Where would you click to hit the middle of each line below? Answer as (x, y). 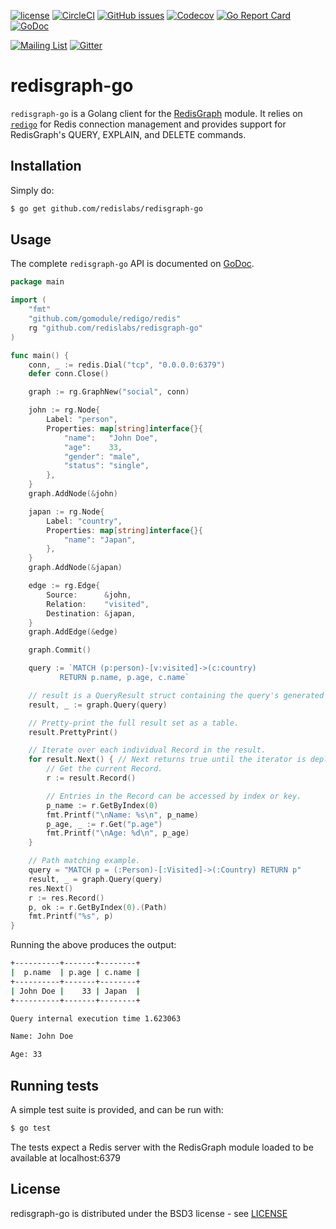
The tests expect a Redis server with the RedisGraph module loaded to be (162, 1147)
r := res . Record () (66, 898)
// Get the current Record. (104, 769)
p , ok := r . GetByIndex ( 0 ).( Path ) (98, 907)
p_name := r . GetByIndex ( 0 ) (102, 805)
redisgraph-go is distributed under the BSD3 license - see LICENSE (149, 1213)
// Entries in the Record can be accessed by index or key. (174, 796)
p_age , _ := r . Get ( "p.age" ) (104, 824)
